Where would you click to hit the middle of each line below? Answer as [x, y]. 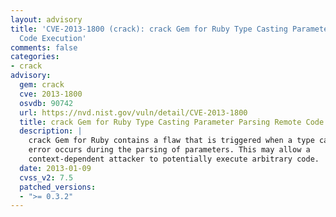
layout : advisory [46, 19]
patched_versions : [58, 187]
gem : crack [42, 85]
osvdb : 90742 [46, 103]
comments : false [44, 47]
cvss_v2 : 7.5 [46, 177]
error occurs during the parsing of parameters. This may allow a [169, 150]
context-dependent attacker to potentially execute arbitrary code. [174, 159]
